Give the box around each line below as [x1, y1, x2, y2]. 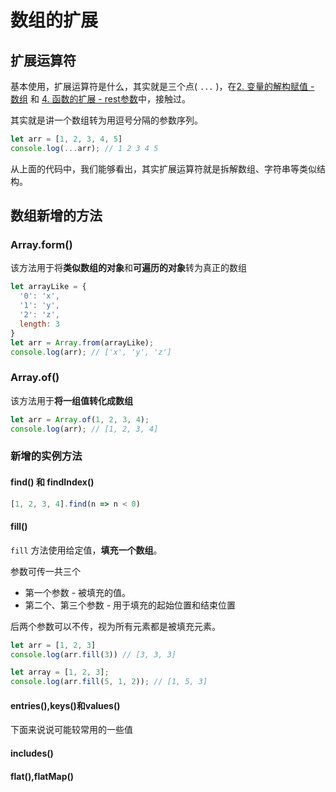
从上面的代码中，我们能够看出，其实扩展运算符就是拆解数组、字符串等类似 [10, 162, 317, 175]
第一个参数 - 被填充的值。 [24, 586, 132, 598]
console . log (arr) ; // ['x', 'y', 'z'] [10, 347, 172, 357]
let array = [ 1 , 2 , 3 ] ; [10, 667, 110, 678]
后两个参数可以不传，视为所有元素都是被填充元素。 [10, 620, 221, 632]
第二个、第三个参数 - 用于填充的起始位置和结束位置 [24, 599, 237, 611]
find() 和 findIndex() [10, 476, 95, 488]
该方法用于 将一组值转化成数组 [10, 394, 133, 406]
